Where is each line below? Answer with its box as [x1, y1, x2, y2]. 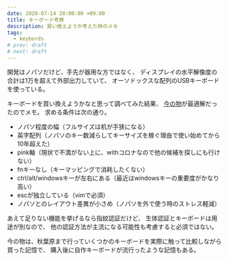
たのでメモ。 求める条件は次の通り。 [7, 107, 111, 116]
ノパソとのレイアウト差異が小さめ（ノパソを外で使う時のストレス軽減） [16, 199, 220, 207]
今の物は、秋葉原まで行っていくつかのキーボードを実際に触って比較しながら [7, 237, 222, 245]
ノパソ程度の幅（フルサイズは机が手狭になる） [16, 122, 149, 131]
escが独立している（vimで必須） [16, 191, 109, 199]
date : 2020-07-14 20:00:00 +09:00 [7, 10, 106, 17]
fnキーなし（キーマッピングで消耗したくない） [16, 165, 149, 173]
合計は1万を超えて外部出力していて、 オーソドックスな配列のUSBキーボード [7, 76, 220, 84]
